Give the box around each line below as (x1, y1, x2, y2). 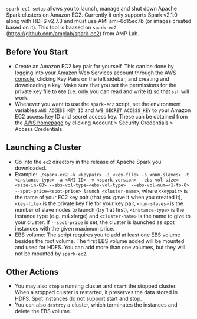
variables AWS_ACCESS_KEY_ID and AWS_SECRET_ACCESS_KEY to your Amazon (14, 106, 191, 114)
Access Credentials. (14, 125, 64, 132)
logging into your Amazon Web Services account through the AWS (14, 69, 177, 76)
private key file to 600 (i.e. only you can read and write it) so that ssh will (14, 88, 189, 95)
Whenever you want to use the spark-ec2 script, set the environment (14, 100, 182, 107)
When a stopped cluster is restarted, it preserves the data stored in (14, 289, 178, 296)
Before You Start (6, 47, 68, 57)
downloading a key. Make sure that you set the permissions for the (14, 81, 177, 88)
